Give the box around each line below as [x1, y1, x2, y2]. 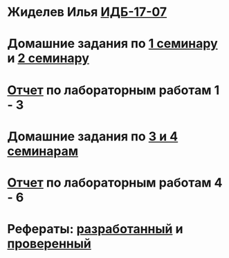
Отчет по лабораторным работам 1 [7, 82, 220, 98]
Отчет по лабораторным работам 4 [7, 174, 223, 190]
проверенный [7, 236, 91, 252]
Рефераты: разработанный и [7, 221, 183, 237]
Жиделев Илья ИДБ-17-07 [7, 4, 167, 20]
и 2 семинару [7, 50, 90, 66]
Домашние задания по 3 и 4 [7, 129, 178, 144]
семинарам [7, 143, 78, 159]
